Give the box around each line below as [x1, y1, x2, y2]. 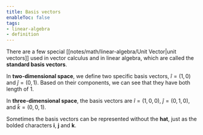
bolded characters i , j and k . [6, 122, 77, 129]
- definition [6, 31, 39, 38]
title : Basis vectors [6, 8, 61, 15]
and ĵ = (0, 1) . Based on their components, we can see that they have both [6, 79, 191, 87]
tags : [6, 20, 20, 26]
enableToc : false [6, 15, 50, 21]
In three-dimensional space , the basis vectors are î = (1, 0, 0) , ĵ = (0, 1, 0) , [6, 97, 190, 105]
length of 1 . [6, 85, 35, 93]
